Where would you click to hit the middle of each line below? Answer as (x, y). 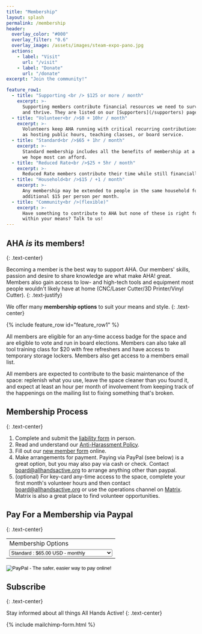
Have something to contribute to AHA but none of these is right (106, 213)
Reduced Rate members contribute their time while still (95, 174)
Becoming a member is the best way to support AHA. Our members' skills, (98, 269)
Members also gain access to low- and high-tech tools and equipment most (100, 282)
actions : (23, 51)
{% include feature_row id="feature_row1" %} (63, 325)
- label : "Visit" (39, 57)
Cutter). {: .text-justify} (35, 295)
